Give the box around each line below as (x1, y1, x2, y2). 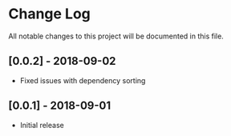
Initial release (19, 120, 64, 130)
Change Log (8, 5, 91, 23)
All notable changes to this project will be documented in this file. (8, 31, 225, 41)
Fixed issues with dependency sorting (19, 75, 146, 85)
